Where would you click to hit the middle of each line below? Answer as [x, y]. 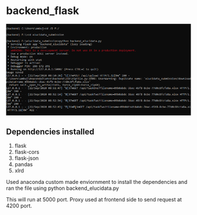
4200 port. [19, 206]
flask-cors [27, 152]
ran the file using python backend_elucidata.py [62, 188]
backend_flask [43, 11]
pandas [24, 165]
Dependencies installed [50, 132]
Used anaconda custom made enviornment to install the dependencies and [97, 182]
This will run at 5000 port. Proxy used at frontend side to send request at [94, 200]
